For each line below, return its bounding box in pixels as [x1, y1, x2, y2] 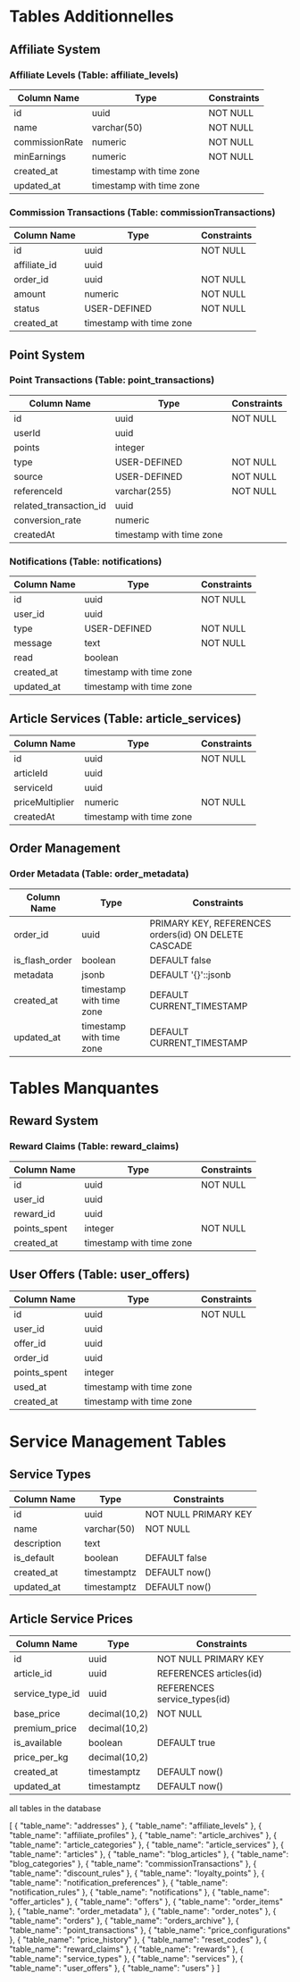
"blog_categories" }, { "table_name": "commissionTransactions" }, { [9, 1859, 257, 1869]
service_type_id [13, 1687, 80, 1700]
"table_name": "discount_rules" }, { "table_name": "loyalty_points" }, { [9, 1868, 265, 1878]
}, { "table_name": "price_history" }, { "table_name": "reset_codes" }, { [9, 1935, 268, 1945]
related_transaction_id [13, 499, 107, 511]
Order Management [9, 841, 121, 856]
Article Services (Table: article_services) [9, 710, 242, 726]
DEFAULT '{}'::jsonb [149, 968, 232, 980]
